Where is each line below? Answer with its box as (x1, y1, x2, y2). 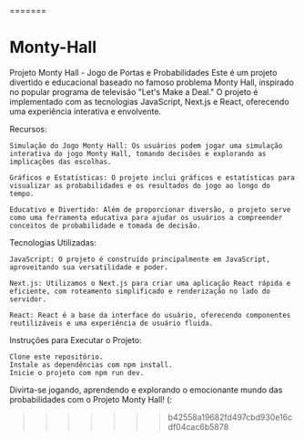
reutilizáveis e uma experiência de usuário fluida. (9, 319, 214, 328)
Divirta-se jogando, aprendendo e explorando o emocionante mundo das (9, 384, 283, 395)
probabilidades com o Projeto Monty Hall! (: (9, 393, 173, 404)
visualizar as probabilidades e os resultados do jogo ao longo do (9, 181, 271, 190)
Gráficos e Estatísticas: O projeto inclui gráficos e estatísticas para (9, 173, 296, 183)
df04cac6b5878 (167, 421, 229, 432)
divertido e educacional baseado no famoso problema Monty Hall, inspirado (9, 77, 294, 88)
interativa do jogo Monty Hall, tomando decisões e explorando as (9, 149, 267, 158)
